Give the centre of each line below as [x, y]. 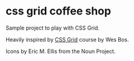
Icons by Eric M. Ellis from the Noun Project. [61, 51]
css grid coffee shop [59, 11]
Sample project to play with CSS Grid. [53, 28]
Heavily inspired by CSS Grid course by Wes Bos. [67, 39]
